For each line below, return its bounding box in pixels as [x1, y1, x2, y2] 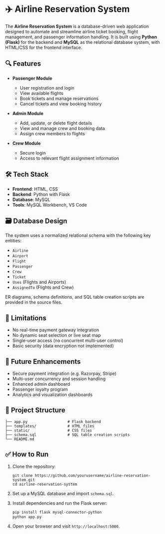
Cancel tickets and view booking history [19, 101, 102, 107]
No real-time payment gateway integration [12, 327, 99, 333]
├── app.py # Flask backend [5, 419, 101, 424]
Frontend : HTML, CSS [12, 186, 58, 192]
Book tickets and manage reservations [19, 95, 98, 102]
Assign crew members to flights [19, 130, 85, 136]
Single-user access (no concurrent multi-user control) [12, 337, 123, 343]
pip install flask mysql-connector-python [12, 510, 102, 515]
